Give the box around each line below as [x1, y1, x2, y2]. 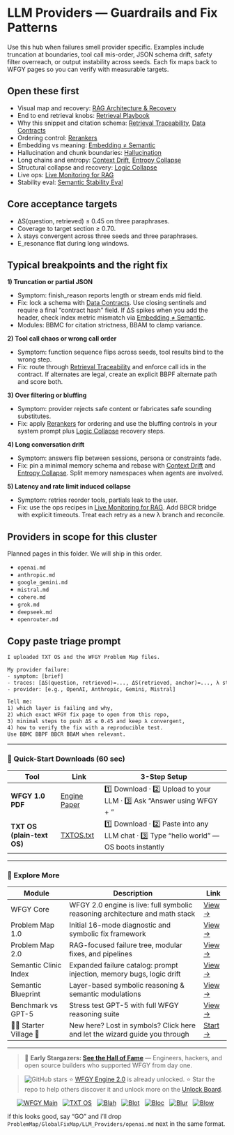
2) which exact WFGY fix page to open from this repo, [7, 711, 170, 718]
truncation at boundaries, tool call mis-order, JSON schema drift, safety [7, 50, 212, 59]
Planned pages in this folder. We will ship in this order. [7, 549, 162, 558]
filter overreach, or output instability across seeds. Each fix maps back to [7, 57, 217, 66]
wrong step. [17, 355, 52, 364]
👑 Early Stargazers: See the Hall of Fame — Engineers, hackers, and [24, 1054, 223, 1062]
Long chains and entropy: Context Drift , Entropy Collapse [17, 156, 182, 164]
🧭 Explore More [7, 870, 60, 880]
